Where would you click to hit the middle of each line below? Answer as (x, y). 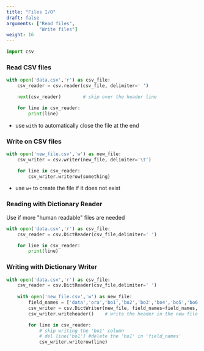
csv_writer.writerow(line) (73, 342)
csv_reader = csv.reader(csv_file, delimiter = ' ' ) (83, 86)
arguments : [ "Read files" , (41, 23)
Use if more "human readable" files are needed (66, 217)
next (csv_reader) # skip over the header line (87, 97)
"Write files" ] (58, 29)
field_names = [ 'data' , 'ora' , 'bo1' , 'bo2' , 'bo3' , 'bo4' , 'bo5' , (108, 303)
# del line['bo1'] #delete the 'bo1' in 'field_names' (110, 336)
